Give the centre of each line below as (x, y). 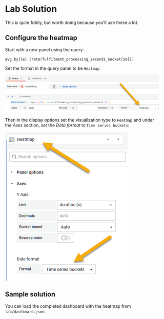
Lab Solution (31, 9)
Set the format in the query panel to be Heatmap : (53, 68)
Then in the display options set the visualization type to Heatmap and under (80, 120)
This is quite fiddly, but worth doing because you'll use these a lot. (72, 22)
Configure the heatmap (41, 38)
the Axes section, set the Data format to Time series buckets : (67, 125)
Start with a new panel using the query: (45, 49)
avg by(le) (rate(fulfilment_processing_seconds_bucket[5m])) (70, 59)
